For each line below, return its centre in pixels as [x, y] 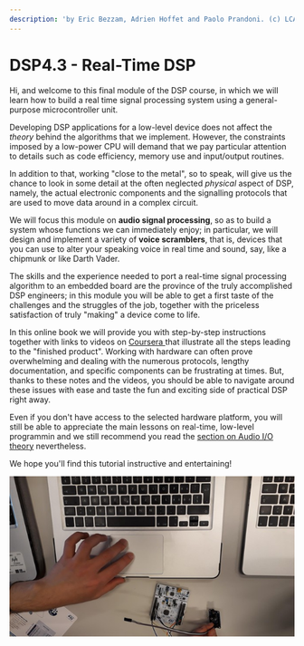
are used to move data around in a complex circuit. [104, 202]
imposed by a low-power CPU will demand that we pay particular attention [148, 146]
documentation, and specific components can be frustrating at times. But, [147, 371]
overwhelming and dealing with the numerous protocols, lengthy [129, 361]
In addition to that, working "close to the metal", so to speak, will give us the [151, 173]
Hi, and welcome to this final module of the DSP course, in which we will [144, 90]
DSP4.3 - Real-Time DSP [103, 65]
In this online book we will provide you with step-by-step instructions [138, 332]
